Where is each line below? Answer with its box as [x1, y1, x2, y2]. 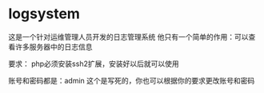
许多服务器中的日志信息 [14, 41, 93, 52]
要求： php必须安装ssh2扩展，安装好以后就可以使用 [8, 59, 179, 68]
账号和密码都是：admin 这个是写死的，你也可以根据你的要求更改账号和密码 [8, 76, 255, 85]
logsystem [8, 5, 80, 23]
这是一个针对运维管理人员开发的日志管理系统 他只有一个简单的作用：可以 [8, 32, 249, 41]
